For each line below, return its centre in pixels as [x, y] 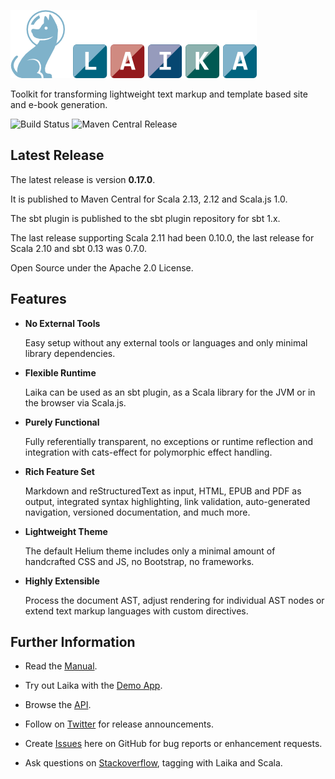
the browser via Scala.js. [75, 402]
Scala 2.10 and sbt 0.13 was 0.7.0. [79, 248]
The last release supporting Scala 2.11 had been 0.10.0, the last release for [162, 237]
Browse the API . [58, 705]
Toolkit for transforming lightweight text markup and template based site [159, 94]
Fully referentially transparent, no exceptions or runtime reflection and [169, 441]
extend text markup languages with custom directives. [136, 611]
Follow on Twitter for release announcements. [119, 724]
